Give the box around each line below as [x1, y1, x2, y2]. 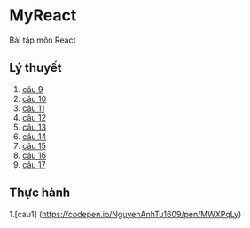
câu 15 [21, 140, 47, 151]
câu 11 [21, 103, 45, 114]
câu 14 [21, 130, 47, 142]
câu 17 [21, 159, 46, 169]
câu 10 [21, 93, 47, 104]
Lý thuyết [9, 60, 62, 75]
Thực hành [9, 185, 71, 200]
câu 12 [21, 112, 47, 122]
